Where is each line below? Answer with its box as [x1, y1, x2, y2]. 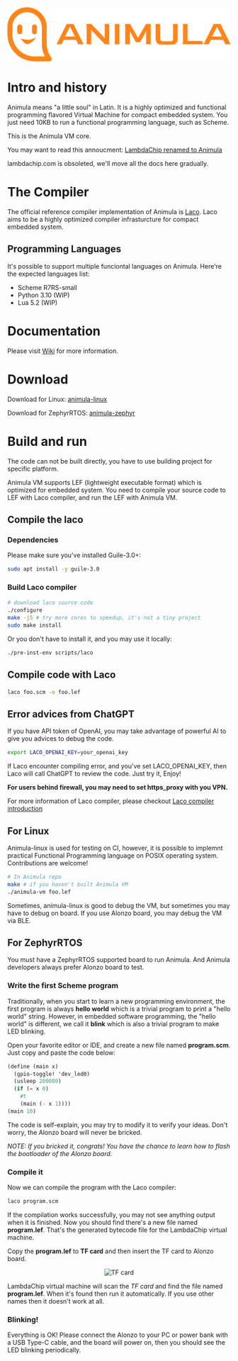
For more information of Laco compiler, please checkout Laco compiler [7, 797, 215, 805]
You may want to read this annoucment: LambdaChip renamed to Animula [7, 145, 222, 154]
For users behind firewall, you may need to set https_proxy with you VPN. [7, 783, 228, 792]
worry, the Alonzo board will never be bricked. [7, 1128, 142, 1136]
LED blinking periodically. [7, 1346, 81, 1355]
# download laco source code [7, 599, 93, 607]
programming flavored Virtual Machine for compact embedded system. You [7, 110, 228, 119]
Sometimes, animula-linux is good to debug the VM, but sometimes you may [7, 901, 230, 909]
